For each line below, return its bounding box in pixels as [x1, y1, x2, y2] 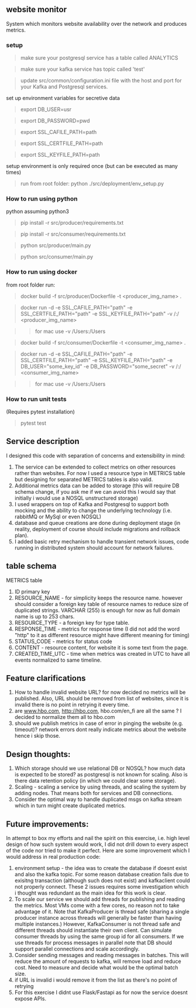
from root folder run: [6, 281, 56, 288]
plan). [14, 532, 29, 539]
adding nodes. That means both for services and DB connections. [14, 790, 174, 797]
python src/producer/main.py [20, 242, 91, 249]
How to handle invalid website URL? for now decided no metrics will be [14, 689, 186, 696]
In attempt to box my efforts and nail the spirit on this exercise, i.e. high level [6, 835, 190, 842]
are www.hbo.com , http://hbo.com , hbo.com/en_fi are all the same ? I [14, 707, 182, 714]
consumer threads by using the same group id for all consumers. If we [14, 933, 184, 940]
